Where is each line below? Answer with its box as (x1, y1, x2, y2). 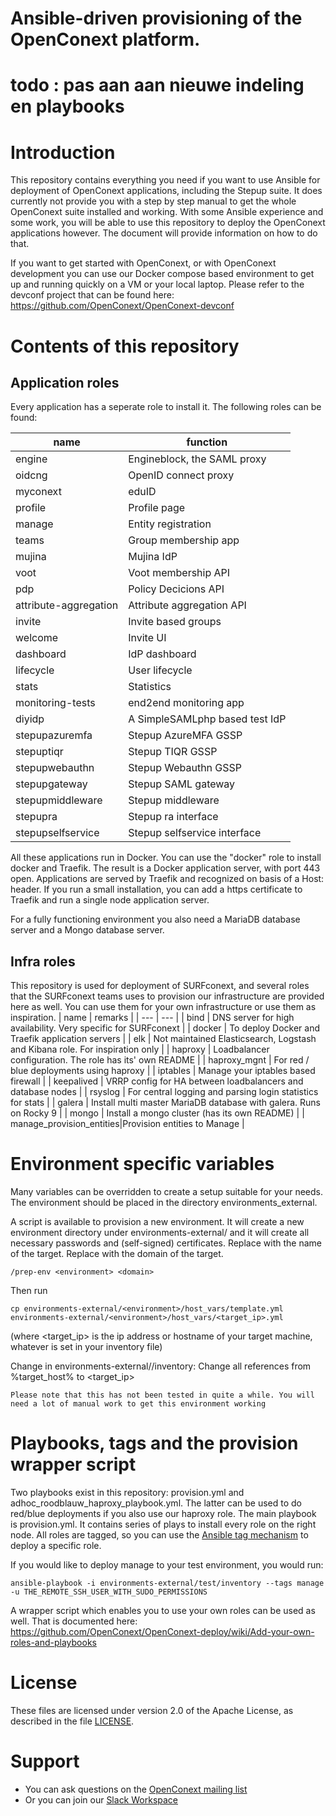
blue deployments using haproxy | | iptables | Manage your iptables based (10, 1065, 316, 1077)
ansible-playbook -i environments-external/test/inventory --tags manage (10, 1578, 325, 1588)
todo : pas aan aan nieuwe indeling (10, 74, 305, 97)
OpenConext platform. (10, 28, 201, 51)
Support (10, 1750, 80, 1773)
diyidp (15, 712, 45, 726)
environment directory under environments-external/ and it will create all (10, 1227, 310, 1239)
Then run (10, 1285, 48, 1297)
